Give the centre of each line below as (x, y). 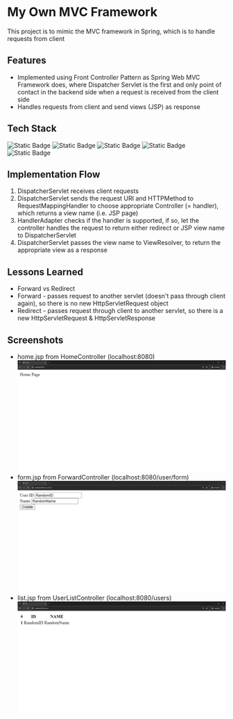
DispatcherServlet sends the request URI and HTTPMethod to (105, 198)
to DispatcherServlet (46, 235)
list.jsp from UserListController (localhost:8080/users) (94, 598)
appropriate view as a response (62, 250)
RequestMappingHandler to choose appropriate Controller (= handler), (118, 206)
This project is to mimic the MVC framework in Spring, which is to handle (111, 31)
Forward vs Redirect (46, 289)
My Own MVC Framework (83, 12)
